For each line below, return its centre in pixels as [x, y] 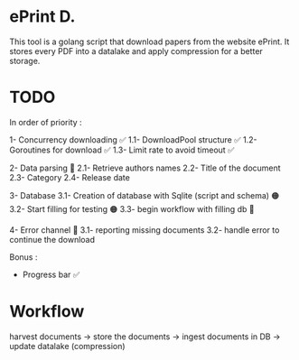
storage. [25, 60]
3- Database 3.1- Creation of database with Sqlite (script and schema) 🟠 [145, 195]
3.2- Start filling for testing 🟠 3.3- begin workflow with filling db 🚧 [132, 208]
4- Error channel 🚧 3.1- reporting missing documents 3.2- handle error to [145, 230]
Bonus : [23, 257]
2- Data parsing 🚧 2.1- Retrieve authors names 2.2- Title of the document [145, 168]
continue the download [52, 239]
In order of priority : [46, 122]
